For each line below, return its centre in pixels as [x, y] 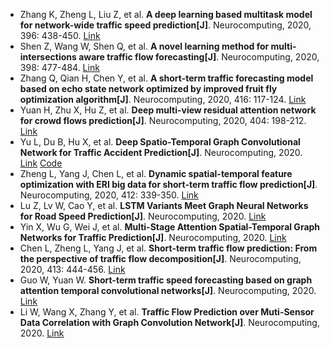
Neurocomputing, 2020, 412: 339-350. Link [109, 195]
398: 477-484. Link [59, 67]
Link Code [41, 163]
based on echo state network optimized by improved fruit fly [148, 88]
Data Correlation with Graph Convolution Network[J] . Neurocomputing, [169, 322]
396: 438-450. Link [60, 35]
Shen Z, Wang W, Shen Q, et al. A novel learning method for [144, 46]
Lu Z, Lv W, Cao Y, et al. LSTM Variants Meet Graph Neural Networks [164, 205]
